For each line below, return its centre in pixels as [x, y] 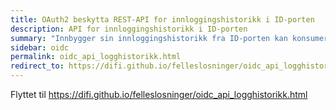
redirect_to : [37, 66]
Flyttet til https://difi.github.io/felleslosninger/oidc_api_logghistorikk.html [159, 94]
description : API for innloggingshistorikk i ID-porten [129, 29]
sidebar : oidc [40, 47]
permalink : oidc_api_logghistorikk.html [96, 57]
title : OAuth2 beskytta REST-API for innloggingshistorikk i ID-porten [162, 19]
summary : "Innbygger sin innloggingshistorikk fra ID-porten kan [149, 38]
